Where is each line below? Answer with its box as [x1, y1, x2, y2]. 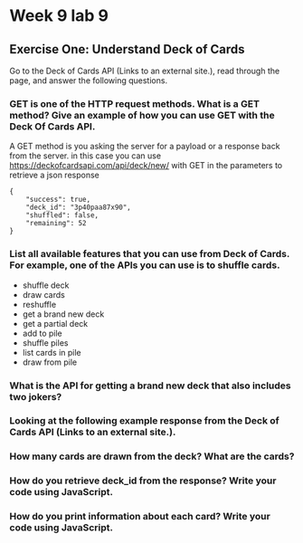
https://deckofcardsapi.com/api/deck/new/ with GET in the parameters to [9, 160, 283, 171]
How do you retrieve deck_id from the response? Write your [9, 474, 277, 487]
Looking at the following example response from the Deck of [9, 414, 280, 427]
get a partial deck [22, 318, 89, 329]
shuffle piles [22, 337, 69, 348]
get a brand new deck [22, 309, 105, 319]
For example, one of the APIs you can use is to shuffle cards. [9, 259, 280, 271]
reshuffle [22, 299, 57, 310]
